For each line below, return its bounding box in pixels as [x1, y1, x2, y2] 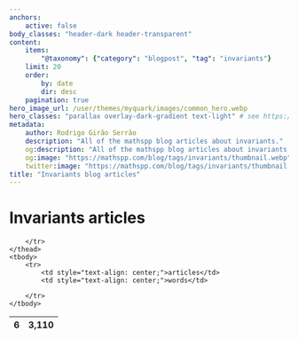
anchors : [9, 12, 42, 22]
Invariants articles [9, 208, 146, 228]
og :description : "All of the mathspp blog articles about [25, 145, 244, 154]
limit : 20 [25, 63, 62, 72]
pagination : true [25, 95, 90, 105]
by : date [41, 79, 74, 88]
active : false [25, 21, 77, 30]
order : [25, 71, 50, 80]
